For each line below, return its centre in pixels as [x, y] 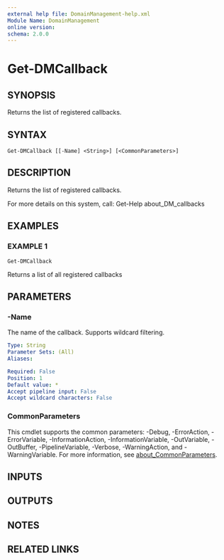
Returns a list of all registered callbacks [65, 274]
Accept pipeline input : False [52, 391]
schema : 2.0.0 [28, 34]
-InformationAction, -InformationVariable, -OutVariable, [130, 439]
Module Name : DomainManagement [54, 21]
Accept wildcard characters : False [60, 398]
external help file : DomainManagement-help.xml [79, 14]
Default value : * [33, 385]
